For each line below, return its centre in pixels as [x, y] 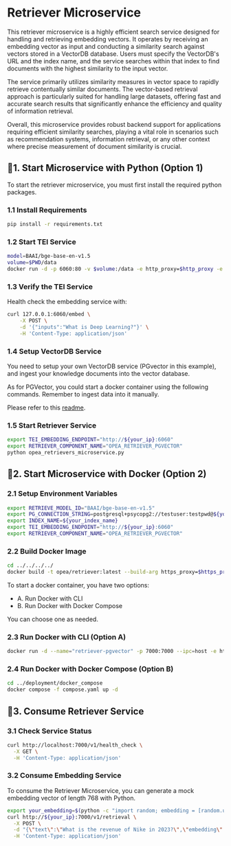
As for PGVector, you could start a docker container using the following [108, 387]
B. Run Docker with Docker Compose [69, 605]
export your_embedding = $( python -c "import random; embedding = [101, 810]
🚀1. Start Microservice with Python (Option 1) [105, 168]
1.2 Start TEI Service [42, 241]
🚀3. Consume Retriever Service [76, 711]
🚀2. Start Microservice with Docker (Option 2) [107, 474]
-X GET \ [26, 752]
